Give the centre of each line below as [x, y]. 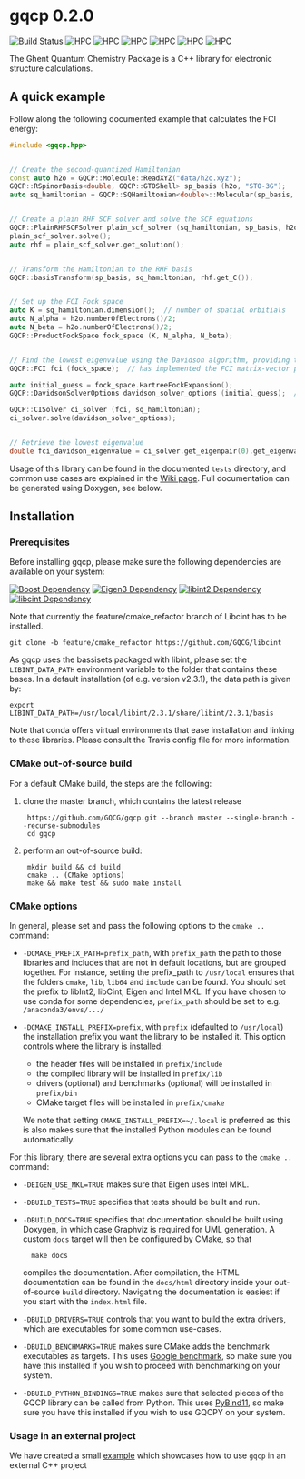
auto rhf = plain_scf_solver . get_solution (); [97, 245]
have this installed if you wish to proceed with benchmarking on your [152, 1366]
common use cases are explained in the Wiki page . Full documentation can [149, 478]
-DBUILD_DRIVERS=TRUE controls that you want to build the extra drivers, [154, 1319]
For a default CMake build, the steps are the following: [111, 783]
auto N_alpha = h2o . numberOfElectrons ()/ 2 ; [93, 319]
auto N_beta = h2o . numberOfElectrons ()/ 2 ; [91, 327]
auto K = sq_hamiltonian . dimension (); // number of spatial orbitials [148, 310]
